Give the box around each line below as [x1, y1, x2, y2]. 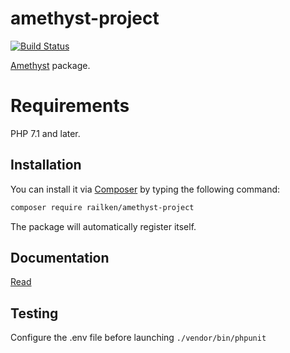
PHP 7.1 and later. [10, 127, 81, 139]
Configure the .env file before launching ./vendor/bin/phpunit [10, 332, 267, 344]
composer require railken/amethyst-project [10, 202, 195, 212]
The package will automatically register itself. [10, 220, 197, 232]
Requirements [10, 95, 130, 117]
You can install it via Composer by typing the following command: [10, 183, 281, 195]
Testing [10, 305, 59, 322]
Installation [10, 157, 82, 174]
